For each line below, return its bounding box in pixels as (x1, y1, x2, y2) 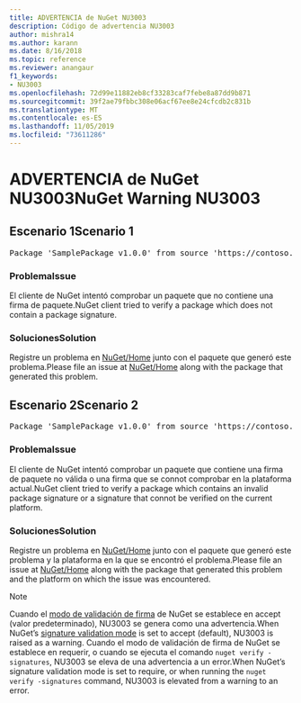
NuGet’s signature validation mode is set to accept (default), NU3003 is (9, 627, 274, 638)
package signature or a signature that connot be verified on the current (9, 492, 273, 503)
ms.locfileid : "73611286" (9, 131, 106, 140)
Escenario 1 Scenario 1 (9, 224, 135, 239)
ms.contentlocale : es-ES (9, 113, 102, 122)
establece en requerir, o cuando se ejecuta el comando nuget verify (9, 646, 264, 657)
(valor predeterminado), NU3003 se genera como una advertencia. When (9, 617, 279, 628)
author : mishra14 (9, 30, 75, 39)
